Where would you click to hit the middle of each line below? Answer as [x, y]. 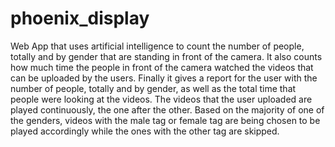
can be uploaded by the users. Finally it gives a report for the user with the [164, 78]
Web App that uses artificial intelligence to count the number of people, [157, 46]
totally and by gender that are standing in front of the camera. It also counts [166, 56]
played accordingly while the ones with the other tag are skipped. [145, 131]
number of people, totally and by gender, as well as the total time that [153, 88]
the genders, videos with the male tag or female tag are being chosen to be [165, 120]
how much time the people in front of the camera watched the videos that [162, 67]
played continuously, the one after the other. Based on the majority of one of [167, 109]
